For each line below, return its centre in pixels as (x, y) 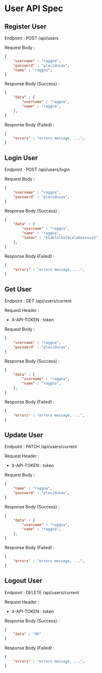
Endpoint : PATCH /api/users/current (41, 447)
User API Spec (34, 9)
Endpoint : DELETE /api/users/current (42, 592)
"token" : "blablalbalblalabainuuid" (60, 238)
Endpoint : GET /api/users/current (38, 301)
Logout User (23, 581)
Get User (18, 289)
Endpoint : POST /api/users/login (37, 170)
